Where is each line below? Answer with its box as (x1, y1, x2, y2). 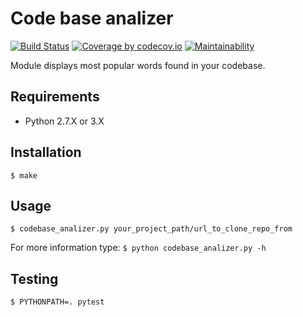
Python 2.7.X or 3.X (24, 115, 105, 127)
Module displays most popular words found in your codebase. (10, 59, 266, 71)
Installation (10, 144, 82, 161)
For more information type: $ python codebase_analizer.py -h (10, 242, 267, 254)
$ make (10, 170, 38, 181)
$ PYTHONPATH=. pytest (10, 297, 105, 307)
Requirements (10, 88, 100, 106)
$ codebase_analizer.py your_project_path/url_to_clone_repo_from (10, 224, 293, 234)
